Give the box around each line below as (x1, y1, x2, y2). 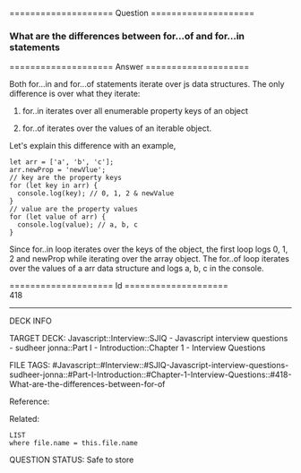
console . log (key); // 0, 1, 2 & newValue (17, 189, 175, 198)
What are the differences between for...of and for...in (9, 30, 245, 42)
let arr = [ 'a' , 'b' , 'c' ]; (9, 158, 115, 167)
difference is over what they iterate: (9, 89, 141, 99)
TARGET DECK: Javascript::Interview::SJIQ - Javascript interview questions (9, 333, 288, 344)
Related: (9, 414, 40, 425)
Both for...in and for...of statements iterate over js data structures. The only (9, 79, 285, 90)
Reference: (9, 396, 50, 407)
